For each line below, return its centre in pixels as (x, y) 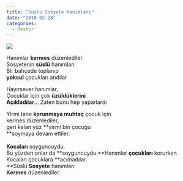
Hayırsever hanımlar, (32, 89)
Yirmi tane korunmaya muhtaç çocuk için (59, 114)
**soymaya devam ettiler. (38, 134)
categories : (21, 23)
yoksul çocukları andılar (37, 78)
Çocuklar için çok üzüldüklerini (46, 96)
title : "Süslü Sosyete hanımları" (50, 12)
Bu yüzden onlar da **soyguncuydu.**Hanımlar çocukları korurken (92, 153)
